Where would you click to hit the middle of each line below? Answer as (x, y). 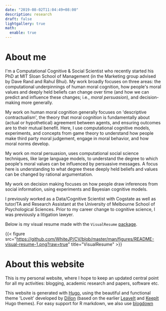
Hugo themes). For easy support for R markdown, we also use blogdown (79, 303)
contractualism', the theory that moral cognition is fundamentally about (78, 117)
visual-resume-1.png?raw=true (37, 244)
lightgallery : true (25, 24)
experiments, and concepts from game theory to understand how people (79, 133)
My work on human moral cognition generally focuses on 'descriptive (76, 112)
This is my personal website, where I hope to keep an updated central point (82, 278)
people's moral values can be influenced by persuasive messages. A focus (82, 163)
